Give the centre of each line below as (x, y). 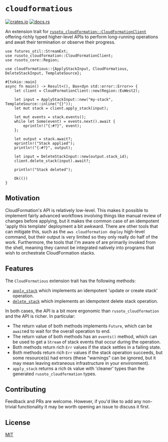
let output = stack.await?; (43, 139)
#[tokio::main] (21, 82)
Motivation (23, 198)
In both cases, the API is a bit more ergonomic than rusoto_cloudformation (82, 311)
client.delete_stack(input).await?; (53, 161)
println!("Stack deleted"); (43, 169)
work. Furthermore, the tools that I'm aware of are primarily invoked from (80, 242)
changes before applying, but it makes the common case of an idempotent (82, 221)
